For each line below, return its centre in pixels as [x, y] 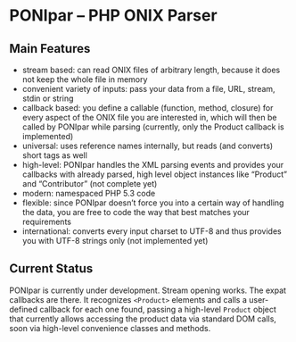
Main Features [50, 49]
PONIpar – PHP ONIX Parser [113, 16]
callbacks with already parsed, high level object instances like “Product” [155, 174]
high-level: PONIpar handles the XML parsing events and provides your [153, 165]
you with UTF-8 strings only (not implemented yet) [115, 241]
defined [24, 309]
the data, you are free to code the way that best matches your [136, 212]
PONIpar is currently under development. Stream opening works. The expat [148, 290]
